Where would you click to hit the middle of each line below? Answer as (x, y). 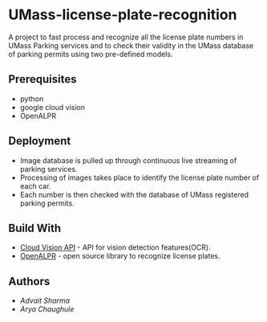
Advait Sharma (45, 301)
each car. (35, 185)
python (32, 99)
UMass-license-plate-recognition (123, 15)
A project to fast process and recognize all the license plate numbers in (126, 37)
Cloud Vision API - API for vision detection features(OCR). (115, 247)
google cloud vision (53, 107)
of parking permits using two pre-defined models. (91, 54)
